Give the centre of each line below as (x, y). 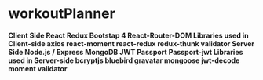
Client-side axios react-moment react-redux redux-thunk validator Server (131, 43)
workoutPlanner (62, 14)
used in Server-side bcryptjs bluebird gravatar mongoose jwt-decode (124, 60)
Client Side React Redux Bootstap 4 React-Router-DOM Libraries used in (128, 35)
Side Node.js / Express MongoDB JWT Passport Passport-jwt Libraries (126, 52)
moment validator (38, 68)
